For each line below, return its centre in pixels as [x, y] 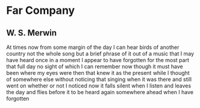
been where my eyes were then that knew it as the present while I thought [98, 73]
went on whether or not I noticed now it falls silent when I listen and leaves [99, 86]
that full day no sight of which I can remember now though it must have [95, 66]
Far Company [41, 11]
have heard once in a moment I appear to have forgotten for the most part [98, 60]
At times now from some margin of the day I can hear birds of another [93, 47]
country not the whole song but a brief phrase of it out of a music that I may [100, 54]
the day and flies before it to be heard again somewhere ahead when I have [100, 92]
